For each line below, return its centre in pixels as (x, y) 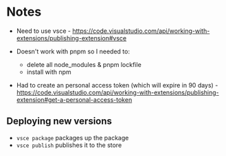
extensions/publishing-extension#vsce (71, 38)
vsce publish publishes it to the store (69, 145)
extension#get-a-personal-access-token (74, 99)
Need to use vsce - (44, 31)
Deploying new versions (59, 121)
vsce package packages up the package (72, 138)
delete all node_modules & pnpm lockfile (84, 64)
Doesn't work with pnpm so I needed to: (73, 51)
